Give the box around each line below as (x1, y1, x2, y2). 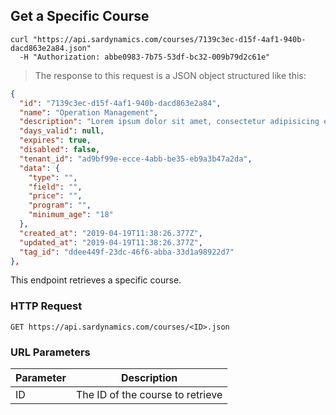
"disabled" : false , (19, 145, 101, 155)
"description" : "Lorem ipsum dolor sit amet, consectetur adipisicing (19, 117, 320, 127)
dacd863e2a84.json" (10, 43, 92, 53)
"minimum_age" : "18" (28, 210, 114, 220)
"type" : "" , (28, 172, 78, 183)
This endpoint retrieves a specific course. (10, 274, 182, 286)
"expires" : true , (19, 135, 92, 146)
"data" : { (19, 163, 60, 173)
